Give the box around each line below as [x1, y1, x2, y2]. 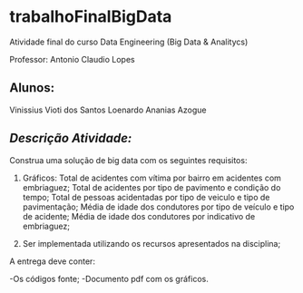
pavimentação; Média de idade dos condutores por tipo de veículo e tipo [22, 201, 295, 212]
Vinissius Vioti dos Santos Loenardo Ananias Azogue [9, 104, 207, 115]
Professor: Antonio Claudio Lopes [9, 54, 135, 64]
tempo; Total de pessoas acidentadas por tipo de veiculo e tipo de [22, 191, 270, 202]
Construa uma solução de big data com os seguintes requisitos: [9, 154, 248, 165]
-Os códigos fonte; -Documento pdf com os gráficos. [9, 273, 209, 284]
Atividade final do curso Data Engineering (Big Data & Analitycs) [9, 36, 249, 47]
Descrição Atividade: [9, 131, 132, 146]
